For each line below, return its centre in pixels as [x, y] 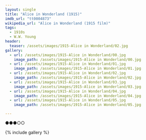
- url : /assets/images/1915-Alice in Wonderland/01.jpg [68, 64]
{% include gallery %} [27, 132]
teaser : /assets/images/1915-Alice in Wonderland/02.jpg [69, 46]
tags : [11, 28]
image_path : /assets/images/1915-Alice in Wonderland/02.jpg [77, 78]
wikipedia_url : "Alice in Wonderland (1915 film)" [58, 23]
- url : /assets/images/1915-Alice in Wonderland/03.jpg [68, 82]
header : [13, 41]
